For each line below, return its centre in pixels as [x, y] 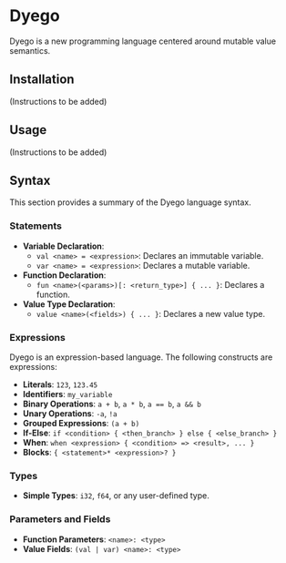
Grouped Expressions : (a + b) [81, 423]
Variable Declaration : [63, 246]
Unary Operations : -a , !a [70, 413]
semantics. [30, 50]
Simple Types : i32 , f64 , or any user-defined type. [116, 496]
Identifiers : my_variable [67, 394]
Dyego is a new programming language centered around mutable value [143, 41]
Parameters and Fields [60, 519]
